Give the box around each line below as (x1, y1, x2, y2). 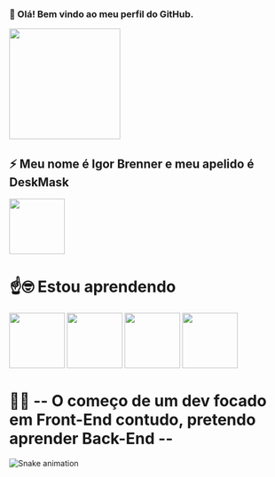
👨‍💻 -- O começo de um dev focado (9, 391, 267, 411)
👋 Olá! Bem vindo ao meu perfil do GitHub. (9, 8, 194, 20)
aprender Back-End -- (9, 429, 173, 449)
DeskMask (9, 175, 69, 190)
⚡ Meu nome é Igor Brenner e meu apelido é (9, 156, 255, 171)
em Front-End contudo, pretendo (9, 410, 256, 430)
